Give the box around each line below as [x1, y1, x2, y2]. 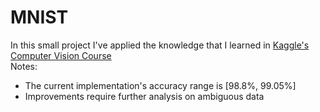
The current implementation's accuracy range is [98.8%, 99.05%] [24, 79, 297, 91]
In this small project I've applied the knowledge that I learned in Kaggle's [10, 39, 310, 51]
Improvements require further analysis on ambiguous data [24, 90, 265, 102]
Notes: [10, 60, 38, 72]
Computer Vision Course [10, 49, 112, 61]
